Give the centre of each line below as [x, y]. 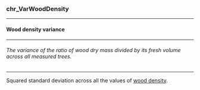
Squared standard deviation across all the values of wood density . [87, 80]
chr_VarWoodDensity [38, 9]
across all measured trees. [39, 57]
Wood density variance [36, 29]
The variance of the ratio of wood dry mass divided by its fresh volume [93, 50]
